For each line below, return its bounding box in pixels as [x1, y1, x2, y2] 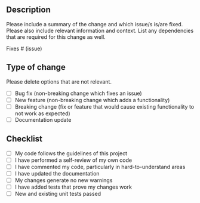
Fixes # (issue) [6, 45, 42, 52]
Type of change [6, 62, 66, 72]
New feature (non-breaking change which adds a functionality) [14, 96, 170, 103]
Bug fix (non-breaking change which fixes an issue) [14, 90, 142, 97]
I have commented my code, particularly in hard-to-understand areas [14, 163, 186, 170]
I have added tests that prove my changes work [14, 183, 133, 190]
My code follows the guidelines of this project [14, 149, 127, 157]
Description [6, 5, 51, 15]
